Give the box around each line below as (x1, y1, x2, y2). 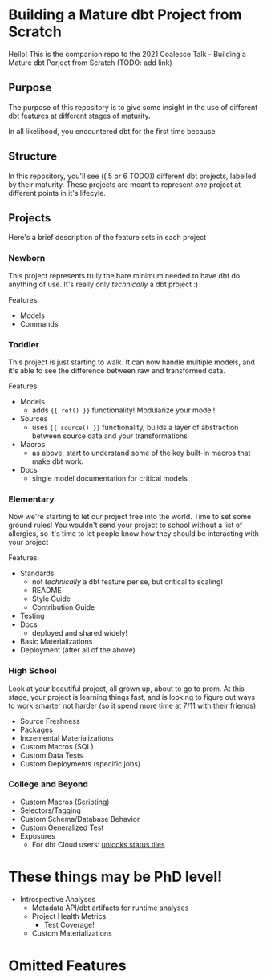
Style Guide (31, 594, 71, 603)
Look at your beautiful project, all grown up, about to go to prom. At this (8, 684, 245, 693)
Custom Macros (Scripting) (19, 797, 110, 806)
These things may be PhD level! (8, 868, 223, 886)
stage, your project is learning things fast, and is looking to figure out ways (8, 692, 255, 701)
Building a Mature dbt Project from (8, 6, 242, 24)
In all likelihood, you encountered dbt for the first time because (8, 126, 216, 136)
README (31, 586, 62, 595)
